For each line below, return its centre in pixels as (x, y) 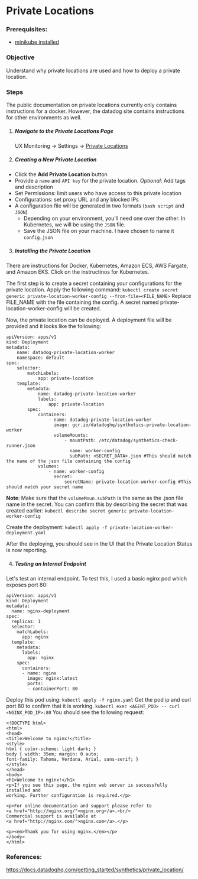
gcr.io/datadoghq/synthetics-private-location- (132, 425)
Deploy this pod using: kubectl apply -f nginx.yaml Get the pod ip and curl (98, 699)
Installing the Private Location (52, 251)
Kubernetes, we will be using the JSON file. (74, 225)
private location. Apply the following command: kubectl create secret (92, 289)
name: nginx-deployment (40, 611)
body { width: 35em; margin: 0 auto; (53, 754)
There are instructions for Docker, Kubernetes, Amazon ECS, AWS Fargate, (97, 265)
